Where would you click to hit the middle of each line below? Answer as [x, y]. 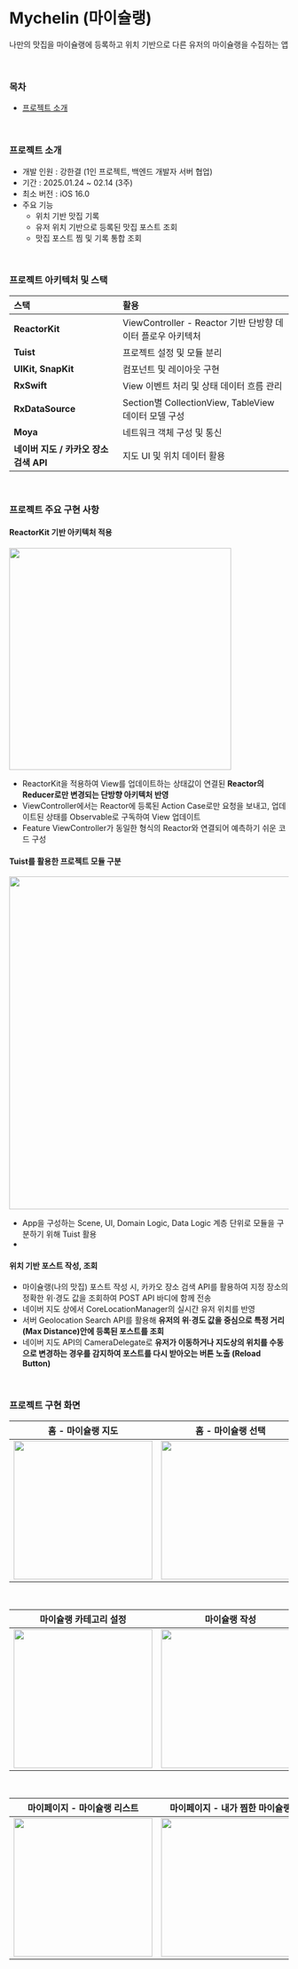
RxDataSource [45, 408]
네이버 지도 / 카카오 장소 [61, 449]
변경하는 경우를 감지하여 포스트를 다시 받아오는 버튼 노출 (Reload [150, 1354]
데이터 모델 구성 [154, 415]
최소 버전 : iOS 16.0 [56, 194]
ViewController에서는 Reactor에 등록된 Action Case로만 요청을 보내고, [146, 805]
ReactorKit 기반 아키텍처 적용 [61, 533]
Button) [36, 1364]
